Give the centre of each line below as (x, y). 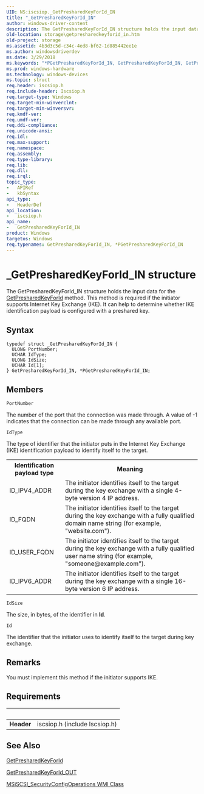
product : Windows (28, 233)
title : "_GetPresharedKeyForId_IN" (51, 18)
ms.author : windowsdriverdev (43, 52)
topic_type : (21, 182)
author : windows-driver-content (47, 23)
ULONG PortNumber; (35, 349)
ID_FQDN (22, 520)
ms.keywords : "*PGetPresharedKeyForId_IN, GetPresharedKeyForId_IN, (95, 63)
